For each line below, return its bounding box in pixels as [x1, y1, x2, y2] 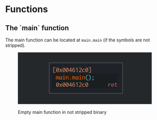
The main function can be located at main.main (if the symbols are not [5, 37, 150, 43]
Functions [5, 4, 48, 15]
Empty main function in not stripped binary [18, 109, 107, 115]
